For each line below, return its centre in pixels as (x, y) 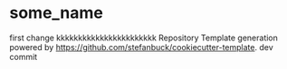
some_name (57, 13)
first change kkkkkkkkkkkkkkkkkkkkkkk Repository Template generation (144, 38)
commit (24, 56)
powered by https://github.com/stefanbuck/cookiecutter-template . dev (141, 47)
